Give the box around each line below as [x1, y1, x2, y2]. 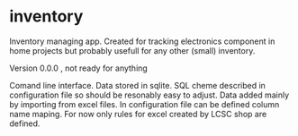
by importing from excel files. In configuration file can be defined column [9, 98, 280, 109]
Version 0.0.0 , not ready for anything [9, 63, 149, 73]
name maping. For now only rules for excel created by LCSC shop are [9, 108, 267, 119]
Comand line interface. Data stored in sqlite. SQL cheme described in [9, 80, 266, 90]
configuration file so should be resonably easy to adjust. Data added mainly [9, 89, 290, 100]
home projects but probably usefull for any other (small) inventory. [9, 45, 256, 55]
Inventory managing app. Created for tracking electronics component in [9, 36, 275, 47]
